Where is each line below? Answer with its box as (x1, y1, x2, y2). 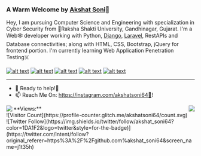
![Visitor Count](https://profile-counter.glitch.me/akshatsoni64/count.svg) (6, 112, 188, 119)
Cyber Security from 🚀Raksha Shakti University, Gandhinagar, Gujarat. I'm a (6, 25, 193, 32)
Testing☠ (6, 54, 30, 61)
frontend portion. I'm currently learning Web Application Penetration (6, 47, 174, 54)
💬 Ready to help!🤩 (14, 85, 59, 92)
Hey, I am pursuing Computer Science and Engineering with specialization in (6, 19, 194, 26)
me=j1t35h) (6, 143, 34, 151)
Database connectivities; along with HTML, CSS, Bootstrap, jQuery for (6, 41, 179, 48)
